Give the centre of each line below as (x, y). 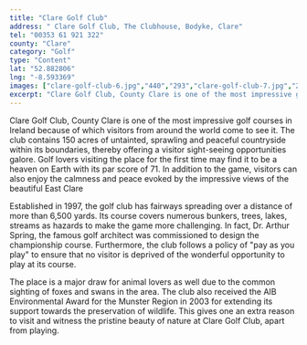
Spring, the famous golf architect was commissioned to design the (134, 235)
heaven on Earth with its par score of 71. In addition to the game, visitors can (153, 169)
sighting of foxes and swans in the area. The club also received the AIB (143, 291)
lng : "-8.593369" (42, 78)
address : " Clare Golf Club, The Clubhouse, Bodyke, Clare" (127, 26)
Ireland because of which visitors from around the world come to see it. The (152, 130)
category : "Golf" (42, 52)
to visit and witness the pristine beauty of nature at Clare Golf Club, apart (147, 320)
